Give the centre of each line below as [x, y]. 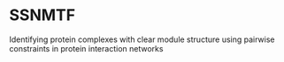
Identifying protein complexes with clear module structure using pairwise [142, 39]
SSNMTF [42, 15]
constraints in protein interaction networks [86, 48]
